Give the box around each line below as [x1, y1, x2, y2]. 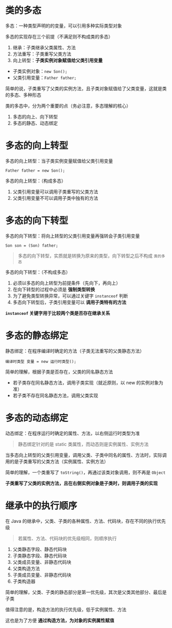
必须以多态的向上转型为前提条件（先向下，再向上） [12, 280, 121, 286]
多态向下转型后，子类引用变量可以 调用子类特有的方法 [12, 299, 126, 305]
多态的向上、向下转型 [12, 113, 58, 119]
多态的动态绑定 [5, 412, 69, 423]
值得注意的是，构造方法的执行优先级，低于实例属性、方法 [5, 606, 126, 613]
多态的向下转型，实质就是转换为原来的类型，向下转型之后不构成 [17, 252, 153, 259]
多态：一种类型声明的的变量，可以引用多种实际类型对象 [5, 23, 122, 29]
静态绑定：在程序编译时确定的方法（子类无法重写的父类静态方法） [5, 348, 144, 354]
